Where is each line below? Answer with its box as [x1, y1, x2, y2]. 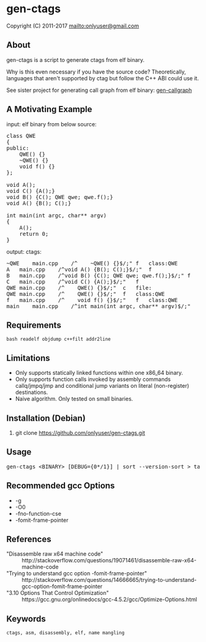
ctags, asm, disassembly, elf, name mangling [6, 630, 124, 636]
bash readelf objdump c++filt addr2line [6, 336, 112, 342]
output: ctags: [6, 247, 42, 255]
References [6, 534, 51, 545]
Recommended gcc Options [6, 480, 115, 491]
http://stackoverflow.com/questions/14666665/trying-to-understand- [21, 576, 197, 584]
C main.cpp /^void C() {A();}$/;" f [6, 278, 139, 285]
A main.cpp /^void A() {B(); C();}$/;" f [6, 266, 152, 273]
